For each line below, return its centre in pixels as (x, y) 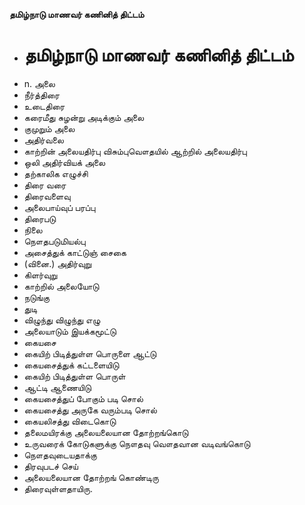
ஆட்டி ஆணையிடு (57, 387)
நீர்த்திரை (42, 95)
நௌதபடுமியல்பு (54, 241)
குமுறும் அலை (49, 128)
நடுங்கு (36, 297)
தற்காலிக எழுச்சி (56, 173)
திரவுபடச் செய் (51, 466)
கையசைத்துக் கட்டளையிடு (71, 365)
